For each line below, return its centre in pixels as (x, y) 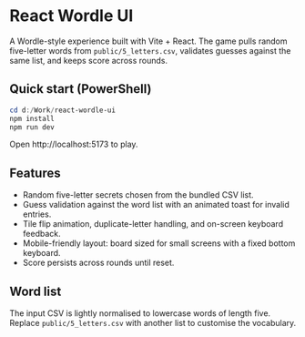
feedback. (41, 234)
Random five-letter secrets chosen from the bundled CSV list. (138, 195)
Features (35, 173)
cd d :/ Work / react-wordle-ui (63, 110)
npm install (32, 118)
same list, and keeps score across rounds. (89, 60)
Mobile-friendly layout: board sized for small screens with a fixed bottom (159, 243)
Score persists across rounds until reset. (98, 263)
